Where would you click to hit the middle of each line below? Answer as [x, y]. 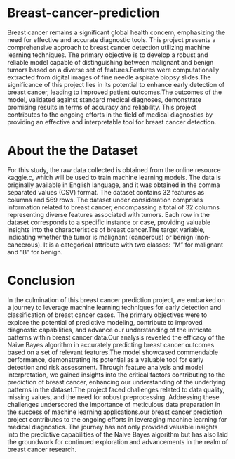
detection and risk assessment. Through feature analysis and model [105, 367]
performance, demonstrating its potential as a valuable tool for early [106, 359]
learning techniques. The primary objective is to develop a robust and [108, 55]
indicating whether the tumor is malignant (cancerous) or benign [100, 237]
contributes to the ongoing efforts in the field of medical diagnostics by [110, 115]
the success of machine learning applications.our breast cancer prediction [115, 412]
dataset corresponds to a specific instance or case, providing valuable [109, 222]
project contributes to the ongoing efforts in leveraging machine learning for [117, 419]
